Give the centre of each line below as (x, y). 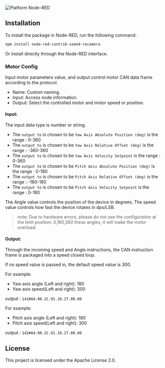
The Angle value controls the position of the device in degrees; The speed (81, 202)
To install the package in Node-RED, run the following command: (71, 35)
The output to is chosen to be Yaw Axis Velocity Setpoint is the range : (86, 156)
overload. (27, 227)
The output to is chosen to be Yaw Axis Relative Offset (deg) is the (83, 145)
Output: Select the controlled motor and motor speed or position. (78, 103)
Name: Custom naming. (36, 92)
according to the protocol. (32, 82)
